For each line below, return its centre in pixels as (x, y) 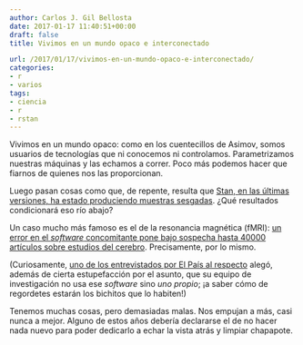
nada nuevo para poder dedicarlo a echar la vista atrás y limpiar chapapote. (151, 330)
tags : (20, 93)
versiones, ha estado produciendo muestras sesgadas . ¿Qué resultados (144, 201)
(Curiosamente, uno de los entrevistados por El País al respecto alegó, (141, 265)
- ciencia (28, 102)
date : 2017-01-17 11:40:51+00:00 (73, 26)
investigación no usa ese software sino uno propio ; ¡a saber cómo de (139, 284)
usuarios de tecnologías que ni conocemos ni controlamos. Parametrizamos (151, 154)
